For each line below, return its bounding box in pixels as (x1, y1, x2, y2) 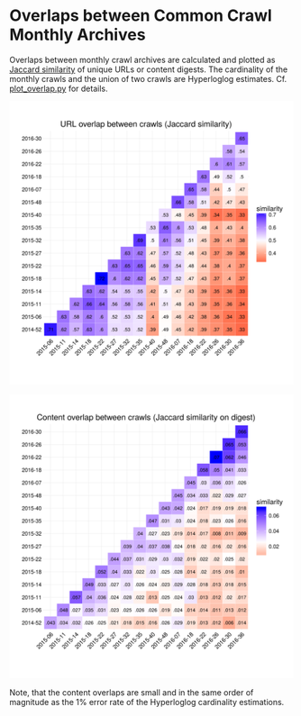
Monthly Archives (9, 24, 146, 45)
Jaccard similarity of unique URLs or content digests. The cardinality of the (9, 64, 288, 75)
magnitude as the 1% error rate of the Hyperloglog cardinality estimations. (9, 696, 285, 707)
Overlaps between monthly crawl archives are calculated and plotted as (9, 54, 276, 65)
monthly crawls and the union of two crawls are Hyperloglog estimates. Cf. (9, 73, 287, 84)
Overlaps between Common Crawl (9, 5, 272, 26)
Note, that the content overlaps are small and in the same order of (9, 686, 254, 698)
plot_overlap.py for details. (9, 83, 108, 94)
